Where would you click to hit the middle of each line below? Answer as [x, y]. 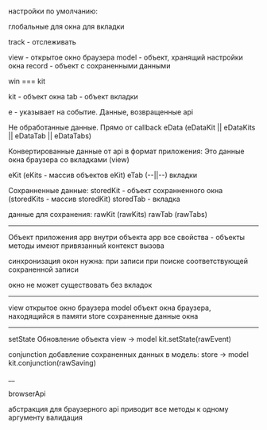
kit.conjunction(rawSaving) [52, 362]
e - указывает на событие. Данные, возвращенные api [101, 112]
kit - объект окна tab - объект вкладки [74, 96]
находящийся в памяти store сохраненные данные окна [103, 316]
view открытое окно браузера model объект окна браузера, [110, 308]
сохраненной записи [44, 269]
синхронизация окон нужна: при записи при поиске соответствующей [128, 261]
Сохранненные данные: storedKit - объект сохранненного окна [116, 190]
